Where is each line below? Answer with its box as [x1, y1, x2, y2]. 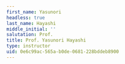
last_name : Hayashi [6, 20, 56, 26]
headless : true [6, 15, 45, 21]
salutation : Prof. [6, 32, 53, 38]
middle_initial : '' [6, 26, 56, 32]
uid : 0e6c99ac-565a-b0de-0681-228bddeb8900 [6, 49, 119, 55]
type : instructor [6, 43, 51, 49]
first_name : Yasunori [6, 9, 62, 15]
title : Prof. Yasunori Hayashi [6, 37, 86, 43]
